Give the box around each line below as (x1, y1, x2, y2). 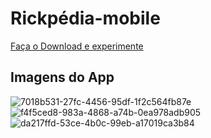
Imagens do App (10, 69, 115, 86)
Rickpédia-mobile (10, 7, 161, 30)
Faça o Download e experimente (10, 40, 144, 52)
